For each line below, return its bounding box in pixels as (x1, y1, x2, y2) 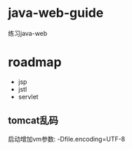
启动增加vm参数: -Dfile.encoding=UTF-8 (8, 135, 126, 143)
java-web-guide (8, 5, 104, 21)
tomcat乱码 (8, 115, 58, 127)
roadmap (8, 54, 62, 70)
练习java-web (8, 29, 48, 37)
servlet (18, 92, 39, 101)
